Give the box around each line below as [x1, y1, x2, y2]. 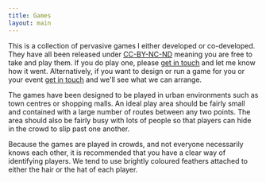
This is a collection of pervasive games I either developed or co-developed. [8, 41, 256, 50]
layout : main [8, 19, 52, 27]
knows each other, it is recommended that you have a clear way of [8, 148, 226, 157]
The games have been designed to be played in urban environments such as [8, 90, 259, 99]
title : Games [8, 11, 52, 20]
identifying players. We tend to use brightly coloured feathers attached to [8, 156, 249, 165]
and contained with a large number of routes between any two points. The [8, 106, 251, 116]
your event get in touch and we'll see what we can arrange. [8, 75, 202, 84]
